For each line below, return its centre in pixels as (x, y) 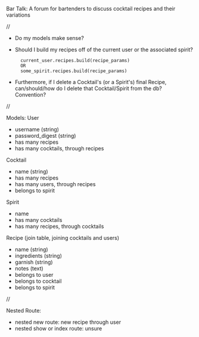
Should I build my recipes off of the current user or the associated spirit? (104, 50)
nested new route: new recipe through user (68, 322)
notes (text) (29, 268)
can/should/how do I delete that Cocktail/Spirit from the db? (88, 88)
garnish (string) (34, 262)
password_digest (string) (45, 136)
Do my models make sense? (49, 38)
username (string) (37, 129)
